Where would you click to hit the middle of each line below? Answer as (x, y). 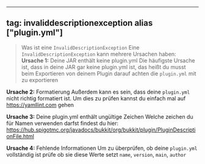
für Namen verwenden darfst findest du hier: (63, 123)
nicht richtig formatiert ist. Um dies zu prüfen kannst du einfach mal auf (96, 98)
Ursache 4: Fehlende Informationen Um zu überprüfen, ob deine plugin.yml (102, 148)
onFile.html (20, 136)
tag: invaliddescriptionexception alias (80, 23)
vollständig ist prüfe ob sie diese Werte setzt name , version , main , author (96, 154)
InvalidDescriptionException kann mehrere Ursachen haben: (99, 54)
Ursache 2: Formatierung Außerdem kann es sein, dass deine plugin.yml (98, 92)
